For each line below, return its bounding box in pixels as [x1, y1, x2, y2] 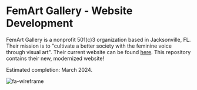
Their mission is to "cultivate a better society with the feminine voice [6, 42, 172, 49]
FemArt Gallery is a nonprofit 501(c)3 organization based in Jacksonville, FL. [6, 36, 191, 43]
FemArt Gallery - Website [6, 4, 133, 18]
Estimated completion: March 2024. [6, 66, 93, 73]
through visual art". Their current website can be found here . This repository [6, 48, 191, 55]
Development [6, 16, 74, 30]
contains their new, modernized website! [6, 55, 105, 62]
